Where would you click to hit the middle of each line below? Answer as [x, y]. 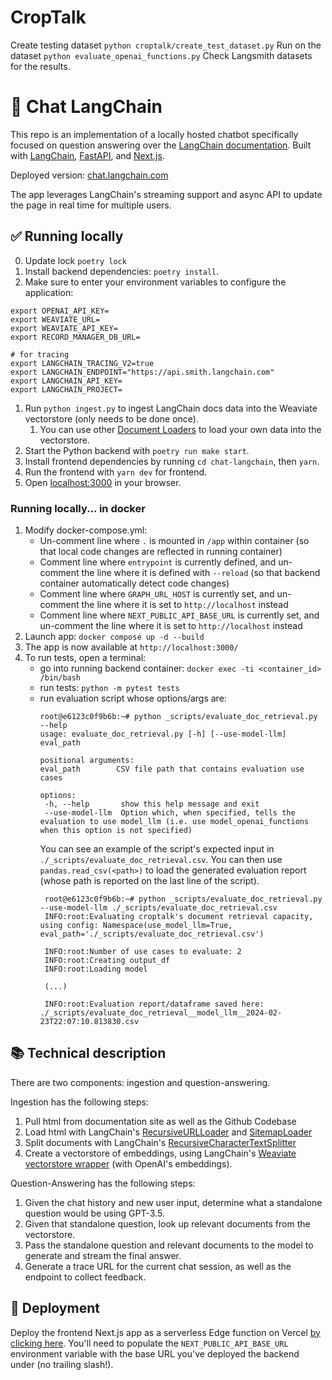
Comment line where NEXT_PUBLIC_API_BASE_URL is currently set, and [179, 615]
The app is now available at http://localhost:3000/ [131, 647]
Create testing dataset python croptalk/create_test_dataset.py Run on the [166, 45]
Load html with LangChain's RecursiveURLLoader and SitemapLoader [168, 1132]
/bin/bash [60, 677]
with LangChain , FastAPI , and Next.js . [87, 155]
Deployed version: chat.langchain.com [89, 175]
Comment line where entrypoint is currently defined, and [158, 562]
